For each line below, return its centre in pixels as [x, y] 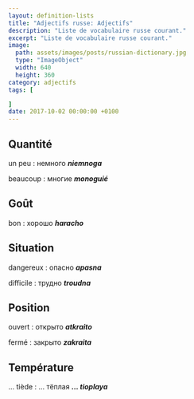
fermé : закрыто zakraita [50, 342]
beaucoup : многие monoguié [58, 178]
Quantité [31, 144]
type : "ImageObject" [49, 61]
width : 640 [33, 68]
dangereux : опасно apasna [55, 267]
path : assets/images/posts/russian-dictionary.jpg [101, 53]
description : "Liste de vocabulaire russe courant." [97, 30]
